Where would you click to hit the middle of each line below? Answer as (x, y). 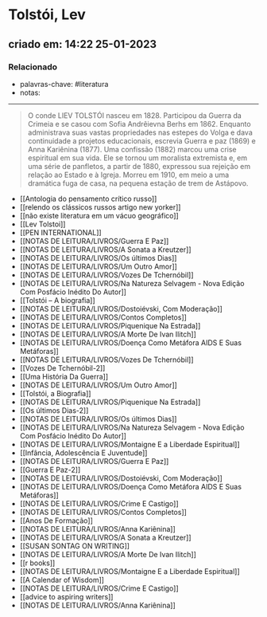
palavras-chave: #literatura (64, 84)
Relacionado (33, 67)
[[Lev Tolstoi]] (43, 224)
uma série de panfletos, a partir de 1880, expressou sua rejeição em (139, 166)
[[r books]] (37, 563)
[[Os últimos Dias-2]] (54, 410)
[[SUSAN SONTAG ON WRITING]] (74, 546)
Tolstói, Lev (47, 15)
